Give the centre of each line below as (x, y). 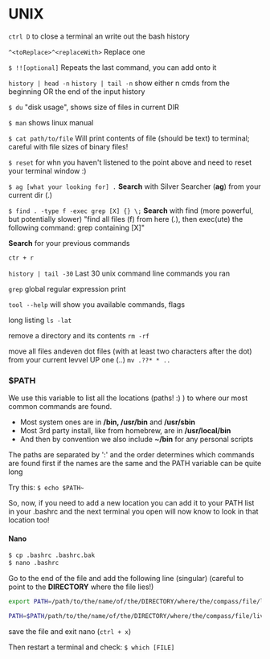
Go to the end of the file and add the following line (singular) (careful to (126, 579)
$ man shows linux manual (51, 122)
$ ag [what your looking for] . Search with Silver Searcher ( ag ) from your (135, 186)
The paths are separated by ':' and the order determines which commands (131, 455)
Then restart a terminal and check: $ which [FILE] (92, 647)
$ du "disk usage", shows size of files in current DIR (94, 107)
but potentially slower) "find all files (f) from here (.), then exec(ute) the (126, 219)
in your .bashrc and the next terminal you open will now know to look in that (133, 512)
